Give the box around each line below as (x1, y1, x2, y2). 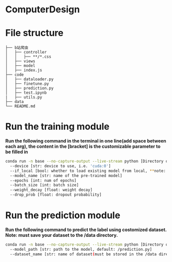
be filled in (5, 149, 28, 155)
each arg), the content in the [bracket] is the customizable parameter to (5, 143, 161, 150)
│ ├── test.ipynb (5, 90, 47, 96)
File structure (5, 27, 64, 39)
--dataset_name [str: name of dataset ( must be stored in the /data (10, 251, 157, 257)
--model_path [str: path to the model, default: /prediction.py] (10, 247, 153, 252)
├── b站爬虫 (5, 45, 29, 50)
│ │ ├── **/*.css (5, 54, 52, 60)
